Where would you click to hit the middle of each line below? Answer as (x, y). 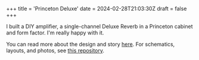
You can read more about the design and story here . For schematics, (91, 44)
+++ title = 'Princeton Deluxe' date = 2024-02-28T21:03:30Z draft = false (97, 9)
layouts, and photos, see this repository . (55, 50)
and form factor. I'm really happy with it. (55, 33)
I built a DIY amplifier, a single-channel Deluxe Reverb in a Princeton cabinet (99, 26)
